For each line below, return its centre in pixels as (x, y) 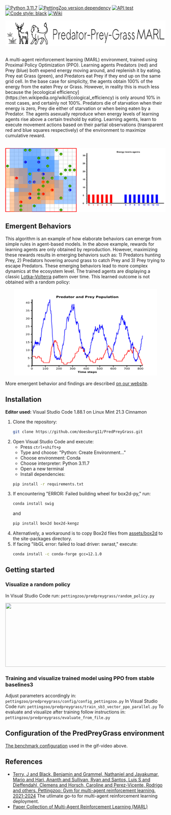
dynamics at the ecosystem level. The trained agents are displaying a (78, 271)
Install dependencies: (42, 474)
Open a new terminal (42, 469)
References (24, 762)
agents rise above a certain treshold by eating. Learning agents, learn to (81, 119)
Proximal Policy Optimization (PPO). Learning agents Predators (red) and (81, 65)
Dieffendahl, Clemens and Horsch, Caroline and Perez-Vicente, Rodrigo (88, 785)
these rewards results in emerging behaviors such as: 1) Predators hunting (83, 255)
